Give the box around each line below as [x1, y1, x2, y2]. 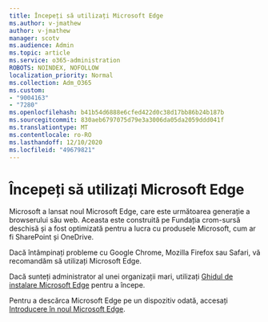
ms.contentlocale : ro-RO [9, 131, 92, 139]
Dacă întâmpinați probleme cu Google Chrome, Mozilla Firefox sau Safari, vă [9, 248, 261, 257]
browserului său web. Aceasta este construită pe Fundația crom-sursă [9, 215, 241, 225]
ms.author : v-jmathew [9, 19, 82, 27]
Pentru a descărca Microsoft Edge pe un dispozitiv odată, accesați [9, 296, 229, 305]
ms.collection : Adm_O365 [9, 78, 92, 87]
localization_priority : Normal [9, 71, 114, 79]
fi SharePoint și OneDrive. [9, 232, 94, 242]
